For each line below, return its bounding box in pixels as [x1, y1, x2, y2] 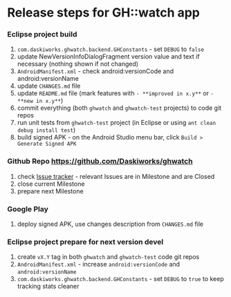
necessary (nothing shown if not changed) [17, 60, 139, 68]
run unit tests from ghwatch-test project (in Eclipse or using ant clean [17, 119, 216, 127]
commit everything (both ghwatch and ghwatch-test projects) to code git [17, 104, 222, 112]
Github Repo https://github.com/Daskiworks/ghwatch [7, 157, 193, 166]
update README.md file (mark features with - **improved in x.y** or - [17, 89, 214, 97]
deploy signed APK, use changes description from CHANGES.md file [17, 220, 204, 229]
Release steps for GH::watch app [7, 5, 201, 21]
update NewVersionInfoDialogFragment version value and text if [17, 52, 200, 61]
